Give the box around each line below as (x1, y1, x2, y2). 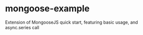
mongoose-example (5, 3, 90, 14)
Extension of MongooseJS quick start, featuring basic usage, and (5, 19, 138, 25)
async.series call (5, 24, 39, 30)
